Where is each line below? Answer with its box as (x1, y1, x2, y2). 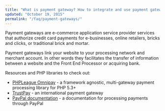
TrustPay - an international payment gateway (12, 90, 104, 96)
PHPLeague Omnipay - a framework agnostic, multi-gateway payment (12, 79, 155, 85)
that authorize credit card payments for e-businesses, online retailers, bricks (5, 35, 160, 41)
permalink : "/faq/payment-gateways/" (5, 16, 82, 21)
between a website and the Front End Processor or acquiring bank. (5, 60, 140, 67)
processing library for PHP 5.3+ (12, 85, 76, 91)
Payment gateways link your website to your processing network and (5, 50, 145, 56)
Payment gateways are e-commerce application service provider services (5, 30, 155, 36)
